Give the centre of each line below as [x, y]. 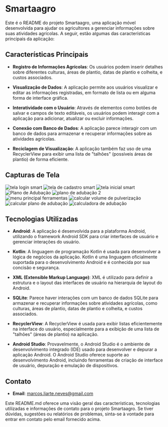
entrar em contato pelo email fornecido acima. [53, 419]
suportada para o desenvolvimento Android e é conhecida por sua [81, 262]
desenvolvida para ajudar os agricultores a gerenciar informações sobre [80, 28]
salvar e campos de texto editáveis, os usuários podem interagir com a [86, 113]
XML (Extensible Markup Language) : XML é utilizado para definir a [82, 277]
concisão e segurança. [36, 268]
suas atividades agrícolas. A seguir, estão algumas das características [78, 33]
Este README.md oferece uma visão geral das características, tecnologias [82, 403]
